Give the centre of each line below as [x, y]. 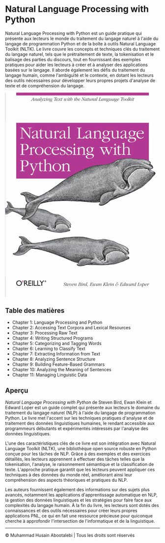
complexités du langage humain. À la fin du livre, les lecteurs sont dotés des [82, 505]
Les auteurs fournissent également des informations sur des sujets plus [77, 490]
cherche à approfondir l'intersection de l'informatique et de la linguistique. [80, 521]
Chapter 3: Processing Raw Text [45, 333]
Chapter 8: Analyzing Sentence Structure [54, 359]
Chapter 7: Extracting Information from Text [56, 354]
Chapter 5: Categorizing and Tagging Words [57, 344]
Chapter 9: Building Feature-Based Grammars [58, 364]
